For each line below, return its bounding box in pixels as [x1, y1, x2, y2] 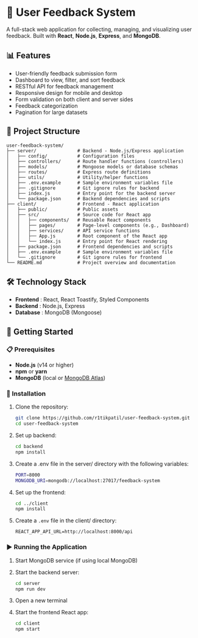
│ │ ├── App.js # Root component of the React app [6, 233, 168, 239]
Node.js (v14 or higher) [15, 362, 74, 369]
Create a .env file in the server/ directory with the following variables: [15, 460, 189, 468]
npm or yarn [15, 368, 48, 375]
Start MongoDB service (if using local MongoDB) [15, 556, 138, 564]
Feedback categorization [15, 102, 78, 109]
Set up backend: [15, 432, 57, 439]
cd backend [15, 444, 43, 450]
